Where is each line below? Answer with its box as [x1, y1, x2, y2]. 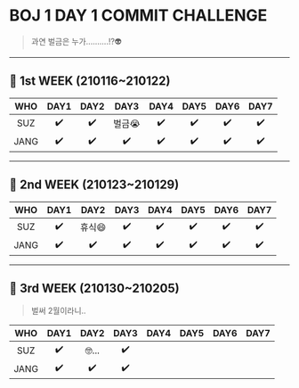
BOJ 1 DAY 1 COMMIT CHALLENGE [9, 5, 268, 26]
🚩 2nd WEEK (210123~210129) [9, 177, 180, 193]
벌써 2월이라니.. [30, 305, 86, 317]
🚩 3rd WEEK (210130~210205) [9, 280, 180, 295]
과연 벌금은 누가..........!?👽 [30, 36, 123, 46]
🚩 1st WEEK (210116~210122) [9, 73, 171, 89]
